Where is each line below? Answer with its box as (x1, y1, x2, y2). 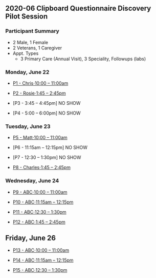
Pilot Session (5, 12, 48, 21)
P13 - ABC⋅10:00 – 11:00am (12, 247, 70, 253)
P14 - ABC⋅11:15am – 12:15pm (12, 257, 74, 264)
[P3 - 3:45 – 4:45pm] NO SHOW (12, 100, 81, 106)
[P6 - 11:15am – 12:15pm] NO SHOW (12, 144, 88, 151)
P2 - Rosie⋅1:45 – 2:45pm (12, 90, 66, 96)
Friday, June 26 (5, 233, 56, 242)
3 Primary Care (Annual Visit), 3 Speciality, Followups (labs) (20, 55, 146, 62)
